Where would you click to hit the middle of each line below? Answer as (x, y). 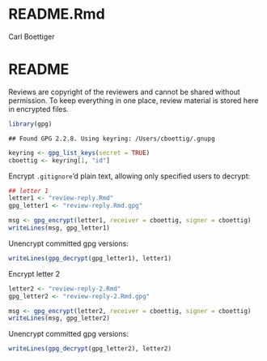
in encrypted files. (38, 109)
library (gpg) (30, 124)
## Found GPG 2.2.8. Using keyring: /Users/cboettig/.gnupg (112, 139)
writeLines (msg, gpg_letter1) (59, 228)
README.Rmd (57, 14)
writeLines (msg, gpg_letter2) (59, 318)
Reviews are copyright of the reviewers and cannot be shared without (124, 92)
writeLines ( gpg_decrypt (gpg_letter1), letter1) (90, 258)
